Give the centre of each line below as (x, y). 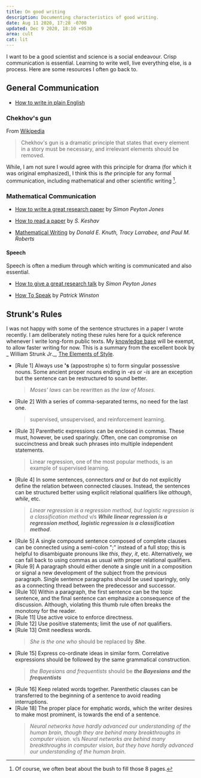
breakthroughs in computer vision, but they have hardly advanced (112, 745)
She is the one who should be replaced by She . (88, 642)
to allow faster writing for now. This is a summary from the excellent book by (100, 348)
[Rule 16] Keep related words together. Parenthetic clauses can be (96, 689)
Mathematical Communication (51, 196)
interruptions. (31, 702)
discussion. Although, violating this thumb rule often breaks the (93, 604)
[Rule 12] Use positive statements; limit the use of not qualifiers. (93, 624)
